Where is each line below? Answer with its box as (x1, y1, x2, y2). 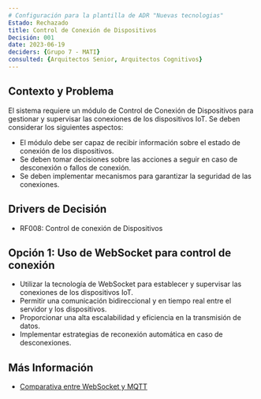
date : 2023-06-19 (8, 41, 65, 49)
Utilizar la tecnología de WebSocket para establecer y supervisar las (19, 279, 242, 289)
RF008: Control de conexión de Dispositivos (19, 223, 163, 233)
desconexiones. (19, 338, 72, 348)
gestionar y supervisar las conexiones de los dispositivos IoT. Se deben (8, 114, 240, 123)
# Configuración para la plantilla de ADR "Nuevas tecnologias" (8, 11, 224, 20)
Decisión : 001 (8, 33, 55, 42)
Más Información (8, 360, 94, 375)
